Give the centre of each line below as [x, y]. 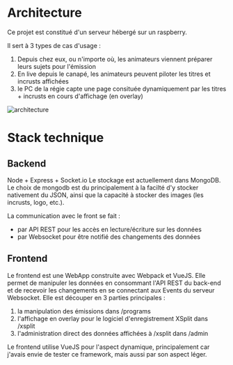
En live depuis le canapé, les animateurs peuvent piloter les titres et [114, 74]
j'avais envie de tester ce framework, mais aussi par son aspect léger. [107, 354]
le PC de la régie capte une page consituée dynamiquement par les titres [122, 88]
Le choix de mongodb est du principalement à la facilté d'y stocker [103, 187]
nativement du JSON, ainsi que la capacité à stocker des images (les [105, 195]
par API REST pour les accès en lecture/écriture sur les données [109, 229]
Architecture [45, 13]
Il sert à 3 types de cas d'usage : [54, 45]
